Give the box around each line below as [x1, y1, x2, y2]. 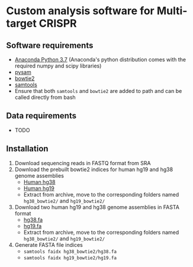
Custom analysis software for [6, 4, 155, 18]
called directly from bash [14, 94, 76, 101]
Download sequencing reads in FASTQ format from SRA [14, 159, 151, 166]
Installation [6, 144, 49, 154]
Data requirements [6, 111, 77, 121]
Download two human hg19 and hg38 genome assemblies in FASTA [14, 203, 179, 211]
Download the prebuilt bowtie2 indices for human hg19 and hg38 [14, 166, 173, 173]
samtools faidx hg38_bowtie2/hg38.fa [23, 249, 117, 255]
